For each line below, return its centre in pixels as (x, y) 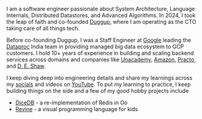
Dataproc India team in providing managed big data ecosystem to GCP (95, 46)
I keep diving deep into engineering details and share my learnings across (99, 78)
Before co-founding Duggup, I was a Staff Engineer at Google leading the (99, 40)
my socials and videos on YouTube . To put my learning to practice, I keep (99, 84)
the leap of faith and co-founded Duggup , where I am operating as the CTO (101, 22)
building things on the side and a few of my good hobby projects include (98, 91)
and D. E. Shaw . (26, 66)
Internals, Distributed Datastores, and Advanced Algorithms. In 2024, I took (101, 15)
